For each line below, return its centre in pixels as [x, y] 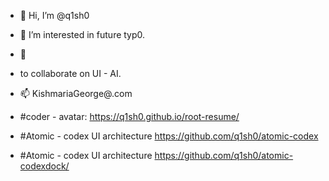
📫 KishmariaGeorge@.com [76, 93]
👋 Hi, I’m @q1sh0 [54, 15]
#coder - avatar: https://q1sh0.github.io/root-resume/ [129, 116]
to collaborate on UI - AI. [70, 73]
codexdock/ [44, 166]
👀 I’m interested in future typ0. [82, 34]
